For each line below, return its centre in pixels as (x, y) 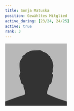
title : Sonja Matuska (27, 10)
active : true (18, 26)
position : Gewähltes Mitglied (36, 16)
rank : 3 (13, 32)
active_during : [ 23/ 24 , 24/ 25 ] (37, 21)
